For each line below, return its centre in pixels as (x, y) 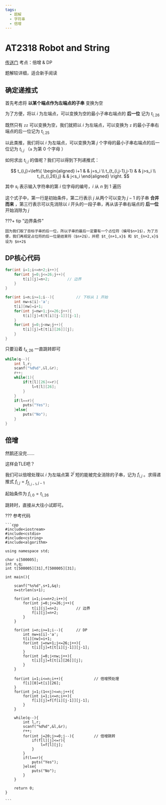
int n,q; (14, 564)
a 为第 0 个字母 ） (48, 149)
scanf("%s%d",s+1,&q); (37, 586)
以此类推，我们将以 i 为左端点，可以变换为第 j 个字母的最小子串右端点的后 (80, 142)
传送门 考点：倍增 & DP (29, 62)
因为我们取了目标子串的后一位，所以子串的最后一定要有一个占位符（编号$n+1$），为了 (80, 231)
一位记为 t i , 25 (36, 132)
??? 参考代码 (18, 516)
